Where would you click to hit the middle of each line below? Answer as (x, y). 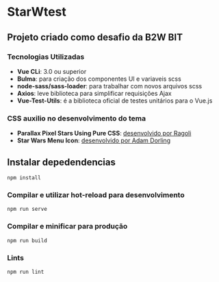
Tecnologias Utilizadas (46, 57)
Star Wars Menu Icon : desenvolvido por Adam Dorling (94, 140)
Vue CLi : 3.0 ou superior (52, 71)
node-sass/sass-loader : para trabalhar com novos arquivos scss (109, 86)
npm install (24, 178)
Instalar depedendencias (62, 162)
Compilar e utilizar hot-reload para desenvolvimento (96, 194)
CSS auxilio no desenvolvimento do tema (76, 118)
